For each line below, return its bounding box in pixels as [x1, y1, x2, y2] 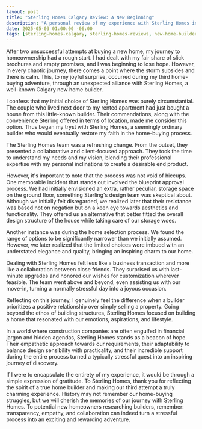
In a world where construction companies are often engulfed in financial [6, 327, 185, 335]
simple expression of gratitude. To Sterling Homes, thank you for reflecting [6, 377, 191, 385]
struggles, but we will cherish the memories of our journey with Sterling [6, 397, 183, 404]
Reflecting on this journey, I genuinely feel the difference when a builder [6, 297, 185, 304]
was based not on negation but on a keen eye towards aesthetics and [6, 204, 179, 211]
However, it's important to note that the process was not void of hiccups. [6, 172, 186, 179]
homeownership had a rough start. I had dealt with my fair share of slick [6, 54, 185, 61]
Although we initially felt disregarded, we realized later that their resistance [6, 198, 192, 205]
